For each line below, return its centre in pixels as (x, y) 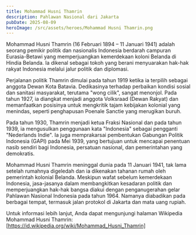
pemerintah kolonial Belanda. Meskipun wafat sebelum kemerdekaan (89, 177)
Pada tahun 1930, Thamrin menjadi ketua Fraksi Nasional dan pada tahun (94, 122)
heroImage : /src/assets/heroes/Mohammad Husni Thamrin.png (80, 28)
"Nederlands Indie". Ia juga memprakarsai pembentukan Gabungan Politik (94, 135)
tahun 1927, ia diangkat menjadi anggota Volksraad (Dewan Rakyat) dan (92, 99)
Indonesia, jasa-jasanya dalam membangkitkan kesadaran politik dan (89, 184)
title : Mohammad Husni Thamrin (44, 11)
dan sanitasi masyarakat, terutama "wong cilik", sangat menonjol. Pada (92, 93)
